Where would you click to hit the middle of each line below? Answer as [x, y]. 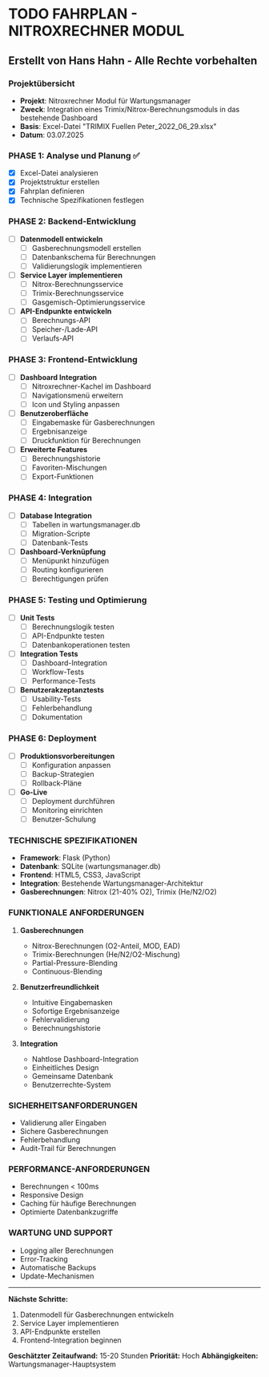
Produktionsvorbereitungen [67, 756]
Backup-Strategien [63, 773]
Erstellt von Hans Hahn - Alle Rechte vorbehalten [133, 61]
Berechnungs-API [61, 321]
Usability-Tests [56, 699]
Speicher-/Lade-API [65, 329]
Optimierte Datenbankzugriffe [69, 1212]
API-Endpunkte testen [68, 636]
